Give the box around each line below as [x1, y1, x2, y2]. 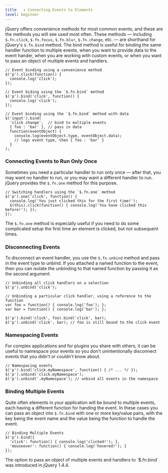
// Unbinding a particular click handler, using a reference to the [5, 294, 151, 299]
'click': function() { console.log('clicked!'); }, [10, 439, 120, 444]
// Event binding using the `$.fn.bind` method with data [5, 111, 129, 116]
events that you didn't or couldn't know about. [5, 354, 101, 360]
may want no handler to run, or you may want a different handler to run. [5, 174, 153, 180]
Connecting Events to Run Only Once [5, 158, 97, 165]
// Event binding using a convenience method [5, 67, 102, 73]
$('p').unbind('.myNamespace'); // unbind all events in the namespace [5, 376, 158, 381]
